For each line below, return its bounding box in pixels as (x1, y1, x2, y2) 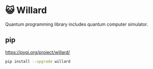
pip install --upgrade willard (5, 59, 71, 64)
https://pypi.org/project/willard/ (5, 49, 70, 55)
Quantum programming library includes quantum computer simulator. (5, 21, 148, 27)
